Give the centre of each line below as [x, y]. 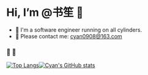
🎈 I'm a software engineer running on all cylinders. [79, 30]
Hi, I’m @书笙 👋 [45, 12]
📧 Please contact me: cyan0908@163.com [68, 36]
